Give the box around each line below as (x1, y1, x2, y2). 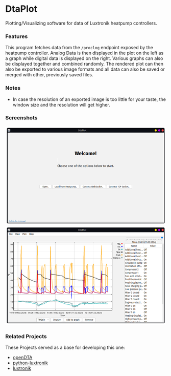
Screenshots (5, 114, 38, 121)
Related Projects (5, 332, 47, 340)
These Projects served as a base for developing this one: (5, 344, 125, 351)
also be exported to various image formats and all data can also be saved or (5, 66, 165, 72)
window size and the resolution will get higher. (12, 101, 111, 108)
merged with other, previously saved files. (5, 72, 93, 78)
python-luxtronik (12, 360, 48, 366)
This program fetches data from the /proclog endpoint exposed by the (5, 45, 153, 51)
